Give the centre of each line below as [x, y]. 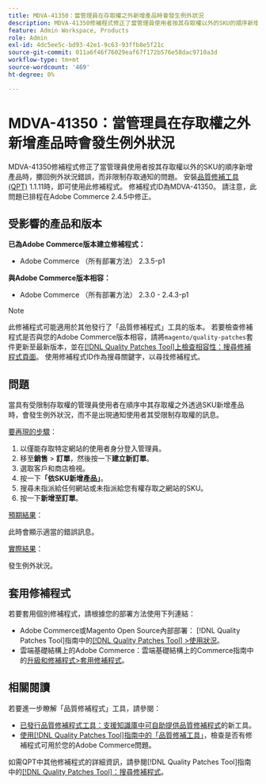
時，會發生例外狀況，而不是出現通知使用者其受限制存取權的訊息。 [116, 415]
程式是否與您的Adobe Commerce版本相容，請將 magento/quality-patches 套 [131, 337]
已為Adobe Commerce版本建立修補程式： [77, 244]
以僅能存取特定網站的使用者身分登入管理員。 [93, 448]
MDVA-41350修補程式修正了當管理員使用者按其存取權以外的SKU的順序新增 [131, 167]
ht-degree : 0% [32, 75]
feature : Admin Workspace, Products [68, 30]
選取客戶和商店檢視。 [54, 468]
